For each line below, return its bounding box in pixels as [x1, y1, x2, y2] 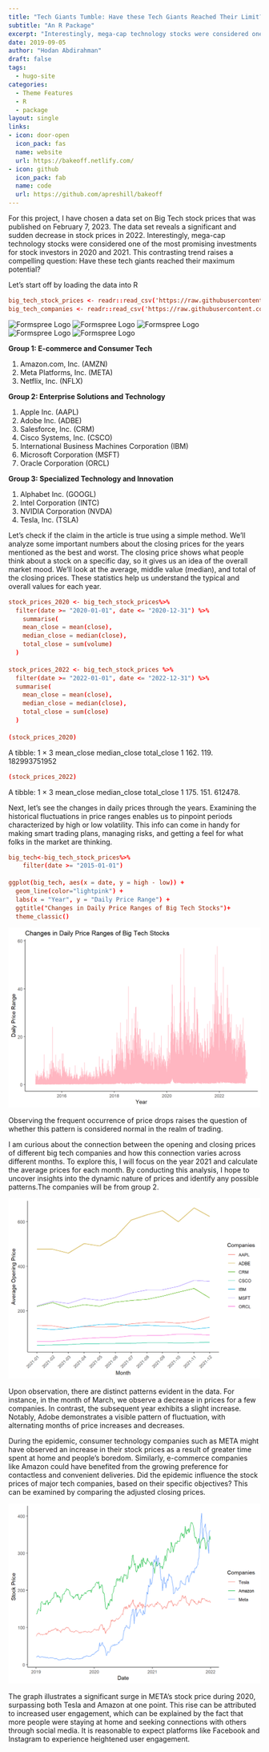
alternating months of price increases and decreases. [8, 1421, 185, 1431]
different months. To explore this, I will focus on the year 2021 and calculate [8, 1157, 258, 1166]
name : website [15, 148, 62, 156]
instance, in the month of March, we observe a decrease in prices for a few [8, 1395, 256, 1405]
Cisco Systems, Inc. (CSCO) [19, 433, 113, 442]
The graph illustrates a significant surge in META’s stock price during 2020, [8, 1691, 256, 1701]
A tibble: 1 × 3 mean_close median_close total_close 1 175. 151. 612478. [8, 787, 241, 797]
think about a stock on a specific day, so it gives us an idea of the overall [8, 555, 248, 565]
